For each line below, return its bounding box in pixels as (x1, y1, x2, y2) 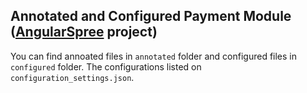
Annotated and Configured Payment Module (10, 8, 292, 25)
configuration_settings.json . (10, 71, 135, 83)
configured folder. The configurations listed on (10, 60, 202, 73)
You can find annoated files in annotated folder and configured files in (10, 50, 298, 62)
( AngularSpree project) (10, 24, 158, 41)
